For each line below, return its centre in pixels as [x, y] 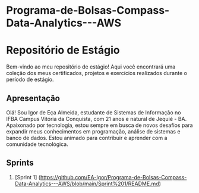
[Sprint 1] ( [27, 177]
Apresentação [33, 98]
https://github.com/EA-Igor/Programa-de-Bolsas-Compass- [113, 177]
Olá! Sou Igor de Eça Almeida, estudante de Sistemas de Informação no [94, 112]
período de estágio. [30, 80]
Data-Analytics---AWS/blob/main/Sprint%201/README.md [87, 183]
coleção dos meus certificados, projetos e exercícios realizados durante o [97, 73]
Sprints [20, 163]
